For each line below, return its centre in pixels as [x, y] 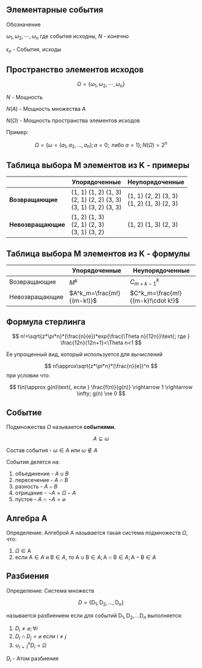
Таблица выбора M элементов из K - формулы [98, 253]
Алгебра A [27, 518]
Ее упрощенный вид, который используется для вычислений [84, 354]
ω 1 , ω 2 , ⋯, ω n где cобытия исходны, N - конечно [68, 37]
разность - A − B [36, 487]
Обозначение [23, 24]
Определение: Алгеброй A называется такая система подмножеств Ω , [97, 533]
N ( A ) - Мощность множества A [46, 109]
